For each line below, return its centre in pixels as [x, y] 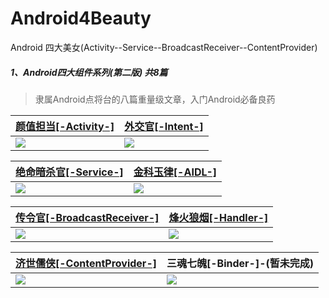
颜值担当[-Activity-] [65, 126]
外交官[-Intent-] [164, 126]
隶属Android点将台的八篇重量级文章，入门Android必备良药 [155, 99]
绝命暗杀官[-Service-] [69, 172]
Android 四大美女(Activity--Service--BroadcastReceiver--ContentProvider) [164, 47]
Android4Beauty [81, 18]
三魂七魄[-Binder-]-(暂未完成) [240, 263]
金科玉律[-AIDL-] [175, 172]
